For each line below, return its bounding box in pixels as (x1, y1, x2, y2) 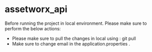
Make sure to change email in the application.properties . (12, 40, 130, 46)
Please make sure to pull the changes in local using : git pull (12, 35, 136, 41)
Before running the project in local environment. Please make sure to (5, 20, 147, 26)
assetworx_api (5, 4, 67, 15)
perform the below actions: (5, 25, 61, 31)
